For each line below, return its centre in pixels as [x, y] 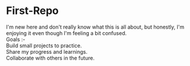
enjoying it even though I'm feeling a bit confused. [66, 33]
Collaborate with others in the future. [50, 58]
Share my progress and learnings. [47, 51]
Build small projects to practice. [44, 46]
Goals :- [16, 39]
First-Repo [32, 11]
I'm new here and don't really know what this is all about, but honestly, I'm [95, 27]
